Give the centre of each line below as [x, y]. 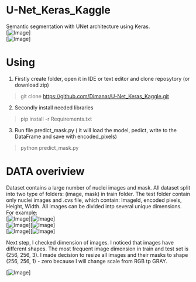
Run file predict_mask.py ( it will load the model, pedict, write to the [96, 130]
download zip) [32, 85]
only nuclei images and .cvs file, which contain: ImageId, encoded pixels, [94, 200]
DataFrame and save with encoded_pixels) [66, 136]
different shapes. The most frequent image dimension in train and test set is [97, 249]
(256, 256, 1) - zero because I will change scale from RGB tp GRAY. [87, 261]
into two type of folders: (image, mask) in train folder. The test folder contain [98, 194]
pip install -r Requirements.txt [56, 119]
